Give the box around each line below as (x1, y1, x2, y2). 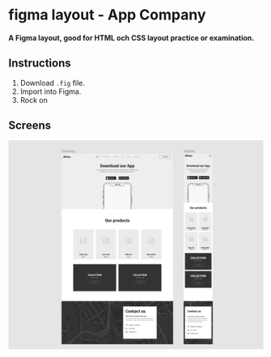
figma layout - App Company (8, 6, 206, 24)
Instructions (8, 57, 71, 70)
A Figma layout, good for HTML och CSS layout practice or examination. (8, 32, 255, 42)
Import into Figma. (19, 87, 82, 96)
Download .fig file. (19, 78, 85, 87)
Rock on (19, 95, 49, 104)
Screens (8, 118, 51, 132)
